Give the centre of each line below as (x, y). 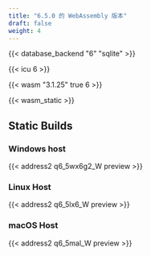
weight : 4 (25, 31)
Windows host (37, 148)
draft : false (30, 23)
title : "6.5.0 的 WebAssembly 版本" (68, 16)
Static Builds (41, 126)
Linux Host (30, 187)
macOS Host (33, 225)
